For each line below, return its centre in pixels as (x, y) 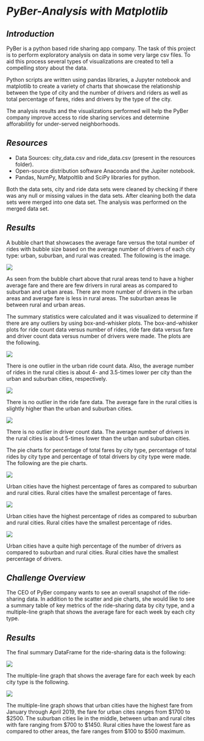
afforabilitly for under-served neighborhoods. (63, 124)
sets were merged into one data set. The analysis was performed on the (97, 202)
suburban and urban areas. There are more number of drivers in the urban (100, 292)
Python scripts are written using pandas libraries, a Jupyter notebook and (99, 80)
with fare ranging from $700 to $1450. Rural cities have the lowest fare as (98, 725)
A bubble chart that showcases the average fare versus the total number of (100, 242)
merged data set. (28, 208)
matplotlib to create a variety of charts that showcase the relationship (93, 86)
